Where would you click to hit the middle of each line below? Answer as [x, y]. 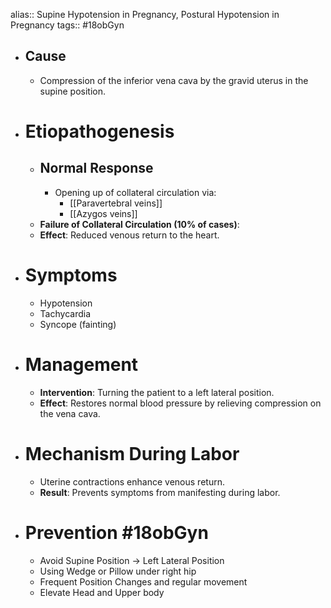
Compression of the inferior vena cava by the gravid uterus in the [174, 80]
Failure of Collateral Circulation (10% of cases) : [139, 224]
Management [81, 364]
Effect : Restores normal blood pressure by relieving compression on [180, 403]
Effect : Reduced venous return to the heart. [129, 235]
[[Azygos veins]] [103, 213]
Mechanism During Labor [132, 453]
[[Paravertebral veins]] [116, 203]
